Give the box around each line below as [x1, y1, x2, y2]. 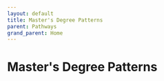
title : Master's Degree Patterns [7, 17, 103, 24]
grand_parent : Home [7, 29, 63, 37]
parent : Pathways [7, 23, 57, 30]
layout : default [7, 10, 54, 17]
